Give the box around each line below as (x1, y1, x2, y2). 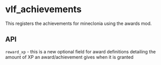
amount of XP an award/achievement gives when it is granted (5, 54, 134, 60)
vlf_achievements (5, 4, 82, 15)
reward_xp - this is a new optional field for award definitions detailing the (5, 48, 156, 54)
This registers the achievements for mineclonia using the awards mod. (5, 20, 152, 26)
